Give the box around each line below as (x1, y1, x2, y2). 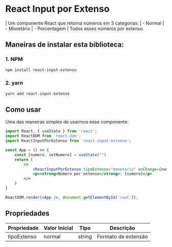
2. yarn (5, 79, 24, 87)
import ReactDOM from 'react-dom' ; (5, 134, 81, 139)
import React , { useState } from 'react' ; (5, 129, 97, 134)
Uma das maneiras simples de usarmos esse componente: (5, 119, 129, 125)
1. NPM (5, 56, 23, 63)
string (78, 233, 92, 240)
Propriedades (5, 209, 50, 218)
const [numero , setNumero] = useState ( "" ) (14, 152, 106, 157)
